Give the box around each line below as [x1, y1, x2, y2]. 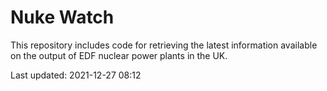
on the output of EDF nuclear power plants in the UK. [10, 49, 228, 61]
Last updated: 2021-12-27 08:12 [10, 69, 142, 81]
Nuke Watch [10, 6, 115, 29]
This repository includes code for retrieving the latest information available [10, 39, 318, 51]
